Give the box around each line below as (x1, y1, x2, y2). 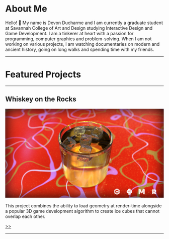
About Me (5, 3, 47, 15)
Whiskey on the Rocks (5, 95, 76, 104)
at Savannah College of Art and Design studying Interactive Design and (5, 25, 153, 31)
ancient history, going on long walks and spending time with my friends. (5, 46, 154, 52)
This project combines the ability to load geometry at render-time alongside (5, 203, 162, 209)
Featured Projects (5, 69, 81, 81)
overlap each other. (5, 213, 46, 219)
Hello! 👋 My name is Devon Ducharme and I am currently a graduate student (5, 20, 163, 26)
